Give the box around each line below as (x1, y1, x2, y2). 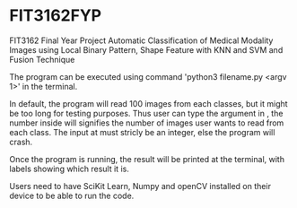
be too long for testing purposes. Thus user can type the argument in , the (9, 108, 284, 118)
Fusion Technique (9, 54, 75, 65)
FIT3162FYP (9, 5, 101, 26)
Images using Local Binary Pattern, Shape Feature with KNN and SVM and (9, 44, 284, 55)
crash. (9, 136, 33, 147)
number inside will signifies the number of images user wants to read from (9, 117, 284, 128)
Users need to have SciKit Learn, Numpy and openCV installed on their (9, 180, 272, 191)
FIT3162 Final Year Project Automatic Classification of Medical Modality (9, 35, 274, 46)
